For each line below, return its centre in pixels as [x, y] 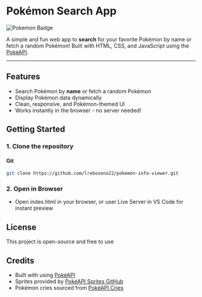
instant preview [34, 208]
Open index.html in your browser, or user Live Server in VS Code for [99, 202]
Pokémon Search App [62, 11]
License [21, 227]
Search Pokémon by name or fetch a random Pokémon [83, 91]
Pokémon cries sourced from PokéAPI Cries [69, 288]
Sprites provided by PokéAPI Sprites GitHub [69, 281]
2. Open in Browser [35, 189]
